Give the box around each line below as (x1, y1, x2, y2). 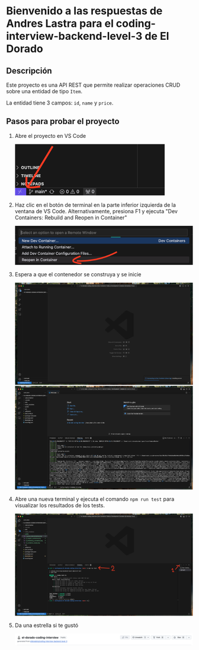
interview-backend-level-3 (6, 30, 143, 43)
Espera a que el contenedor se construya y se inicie (14, 271, 142, 278)
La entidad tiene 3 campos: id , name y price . (6, 99, 114, 106)
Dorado (6, 42, 43, 56)
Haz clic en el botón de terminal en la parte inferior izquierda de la (14, 201, 176, 209)
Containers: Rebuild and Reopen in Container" (14, 214, 127, 221)
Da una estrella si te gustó (14, 622, 79, 629)
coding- (115, 17, 156, 30)
